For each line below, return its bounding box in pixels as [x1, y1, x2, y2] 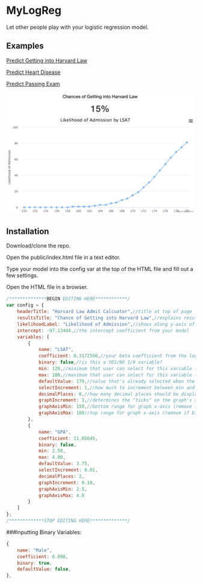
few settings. [6, 272, 38, 279]
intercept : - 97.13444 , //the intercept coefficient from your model [17, 327, 189, 333]
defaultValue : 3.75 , [38, 461, 90, 467]
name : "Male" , [17, 547, 52, 553]
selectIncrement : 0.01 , [38, 467, 98, 473]
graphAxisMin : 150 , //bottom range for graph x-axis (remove [38, 404, 192, 410]
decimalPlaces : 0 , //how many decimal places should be [38, 391, 179, 397]
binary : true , [17, 560, 52, 566]
